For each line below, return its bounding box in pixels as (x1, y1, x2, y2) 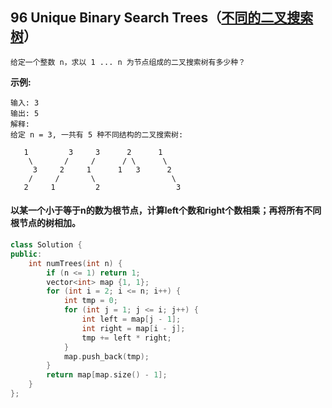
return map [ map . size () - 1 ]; (46, 370, 168, 380)
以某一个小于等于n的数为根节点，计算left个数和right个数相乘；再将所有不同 (10, 204, 322, 217)
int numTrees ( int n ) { (28, 258, 123, 268)
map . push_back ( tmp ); (63, 351, 150, 362)
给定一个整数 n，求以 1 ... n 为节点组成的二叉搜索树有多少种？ (10, 57, 247, 67)
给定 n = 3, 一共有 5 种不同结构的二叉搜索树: (10, 129, 184, 140)
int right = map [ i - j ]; (81, 323, 186, 333)
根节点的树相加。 (10, 217, 81, 229)
